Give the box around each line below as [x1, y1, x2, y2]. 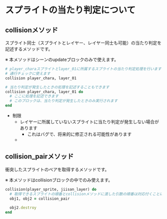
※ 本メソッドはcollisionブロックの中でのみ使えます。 [5, 177, 113, 183]
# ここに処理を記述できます [9, 94, 59, 99]
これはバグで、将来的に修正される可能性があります [27, 131, 132, 137]
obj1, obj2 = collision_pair [9, 196, 70, 201]
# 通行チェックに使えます [5, 71, 51, 76]
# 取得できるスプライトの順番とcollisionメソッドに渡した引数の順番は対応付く [9, 191, 153, 196]
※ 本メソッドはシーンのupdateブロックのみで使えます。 [5, 56, 119, 62]
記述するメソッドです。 [5, 46, 53, 52]
